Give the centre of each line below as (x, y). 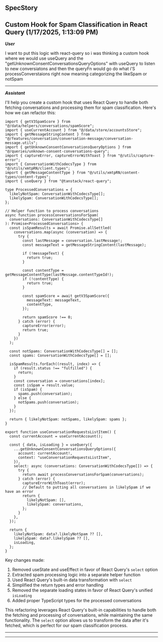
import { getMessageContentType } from (45, 173)
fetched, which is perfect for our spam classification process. (66, 625)
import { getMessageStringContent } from (48, 135)
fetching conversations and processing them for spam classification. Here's (81, 108)
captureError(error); (44, 326)
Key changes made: (25, 560)
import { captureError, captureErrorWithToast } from (61, 156)
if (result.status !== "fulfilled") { (53, 368)
